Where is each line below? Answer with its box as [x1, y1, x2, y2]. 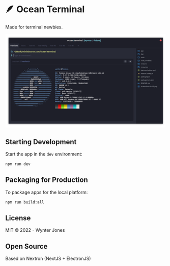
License [5, 214, 31, 223]
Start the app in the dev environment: [5, 151, 82, 157]
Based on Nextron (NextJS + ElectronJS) [5, 255, 91, 262]
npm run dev [5, 162, 31, 167]
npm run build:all [5, 199, 44, 205]
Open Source [5, 242, 48, 251]
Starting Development [5, 138, 77, 146]
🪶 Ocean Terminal [5, 4, 85, 15]
